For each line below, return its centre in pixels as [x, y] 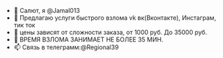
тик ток [25, 25]
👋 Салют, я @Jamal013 [47, 11]
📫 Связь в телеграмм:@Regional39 [66, 47]
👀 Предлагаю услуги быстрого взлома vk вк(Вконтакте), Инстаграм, [115, 18]
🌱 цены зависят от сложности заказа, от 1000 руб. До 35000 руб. [110, 32]
